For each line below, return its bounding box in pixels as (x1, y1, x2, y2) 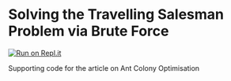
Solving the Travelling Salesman (8, 6, 224, 24)
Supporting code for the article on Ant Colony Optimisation (8, 63, 200, 72)
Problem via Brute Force (8, 22, 169, 40)
